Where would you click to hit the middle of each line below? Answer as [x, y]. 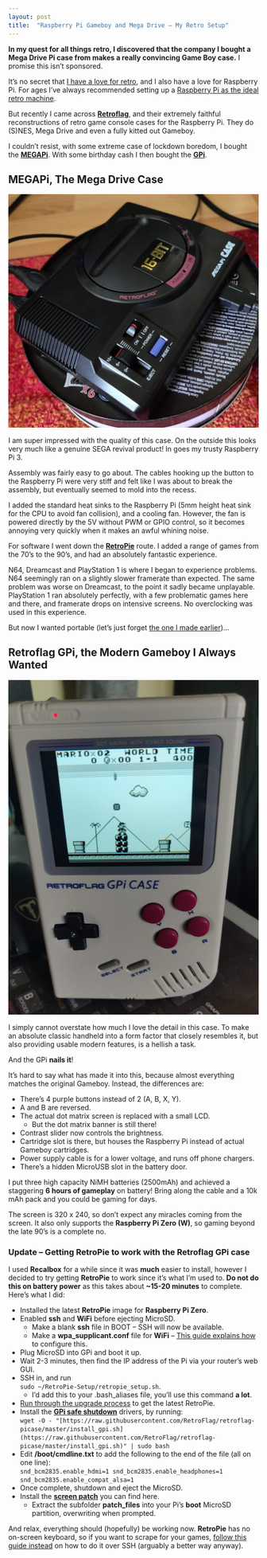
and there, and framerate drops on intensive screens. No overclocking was [130, 603]
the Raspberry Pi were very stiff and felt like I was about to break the [120, 481]
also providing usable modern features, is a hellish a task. [102, 1044]
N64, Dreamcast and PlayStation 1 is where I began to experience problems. [133, 570]
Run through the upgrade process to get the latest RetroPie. [118, 1403]
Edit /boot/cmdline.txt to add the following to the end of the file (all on [135, 1454]
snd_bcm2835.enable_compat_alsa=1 [77, 1480]
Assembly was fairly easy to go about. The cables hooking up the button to [131, 472]
